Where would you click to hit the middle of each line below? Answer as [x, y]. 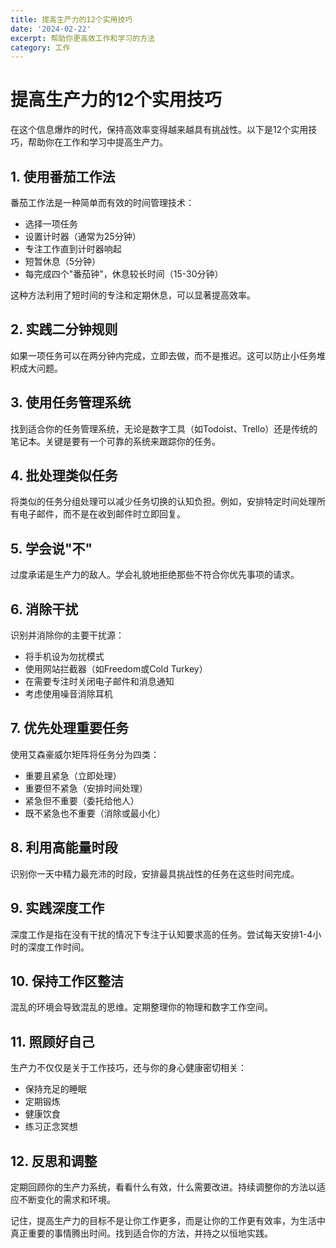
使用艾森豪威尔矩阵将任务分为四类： [85, 754]
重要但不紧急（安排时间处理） [86, 788]
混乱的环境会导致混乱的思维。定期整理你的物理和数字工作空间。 [141, 1007]
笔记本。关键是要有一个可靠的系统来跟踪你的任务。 [115, 441]
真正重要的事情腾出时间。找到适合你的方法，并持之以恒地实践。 [141, 1233]
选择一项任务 [51, 224]
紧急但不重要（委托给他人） [82, 800]
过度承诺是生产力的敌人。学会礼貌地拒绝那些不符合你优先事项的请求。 [155, 575]
